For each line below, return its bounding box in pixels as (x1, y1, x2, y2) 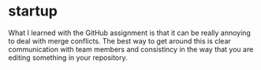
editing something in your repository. (8, 53, 128, 62)
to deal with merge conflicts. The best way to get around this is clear (8, 36, 231, 45)
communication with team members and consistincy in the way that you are (8, 44, 254, 54)
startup (8, 2, 58, 20)
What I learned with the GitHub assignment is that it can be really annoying (8, 28, 251, 37)
